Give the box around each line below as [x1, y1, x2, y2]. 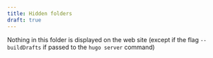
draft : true [7, 17, 41, 23]
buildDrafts [7, 44, 41, 51]
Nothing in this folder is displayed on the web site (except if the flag [7, 35, 199, 43]
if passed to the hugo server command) [42, 43, 155, 51]
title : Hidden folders [7, 10, 72, 17]
